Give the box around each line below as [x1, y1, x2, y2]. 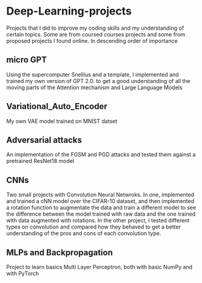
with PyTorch [6, 270, 39, 277]
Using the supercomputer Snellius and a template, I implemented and [6, 71, 179, 78]
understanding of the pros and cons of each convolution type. [6, 230, 161, 237]
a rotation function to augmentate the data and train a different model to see [6, 204, 197, 211]
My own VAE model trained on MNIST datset [6, 117, 118, 125]
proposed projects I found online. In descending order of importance [6, 37, 178, 44]
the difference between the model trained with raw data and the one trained [6, 210, 196, 218]
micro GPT [6, 55, 47, 65]
